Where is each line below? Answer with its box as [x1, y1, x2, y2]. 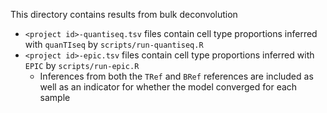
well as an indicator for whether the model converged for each [39, 81, 298, 93]
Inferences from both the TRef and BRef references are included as [39, 70, 314, 82]
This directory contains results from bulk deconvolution [10, 9, 238, 20]
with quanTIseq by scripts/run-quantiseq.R [24, 39, 204, 50]
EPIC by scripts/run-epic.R [24, 60, 140, 71]
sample [39, 92, 71, 103]
